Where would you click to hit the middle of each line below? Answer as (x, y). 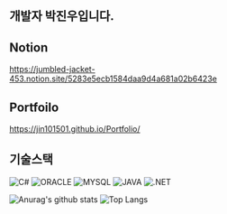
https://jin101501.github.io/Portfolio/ (75, 129)
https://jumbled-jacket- (53, 70)
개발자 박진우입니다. (62, 16)
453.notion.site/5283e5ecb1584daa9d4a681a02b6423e (113, 79)
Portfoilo (34, 107)
